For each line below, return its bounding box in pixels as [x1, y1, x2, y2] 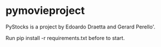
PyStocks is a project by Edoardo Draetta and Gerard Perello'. [5, 23, 156, 30]
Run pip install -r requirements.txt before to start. [5, 34, 125, 41]
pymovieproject [5, 4, 85, 17]
